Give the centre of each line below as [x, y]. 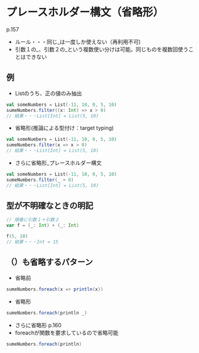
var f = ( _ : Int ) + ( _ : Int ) [43, 226]
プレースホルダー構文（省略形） [85, 12]
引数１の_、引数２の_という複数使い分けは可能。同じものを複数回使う [102, 49]
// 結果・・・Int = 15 [32, 242]
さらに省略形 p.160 [38, 325]
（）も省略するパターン [50, 262]
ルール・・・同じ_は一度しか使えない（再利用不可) [78, 41]
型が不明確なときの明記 [50, 206]
